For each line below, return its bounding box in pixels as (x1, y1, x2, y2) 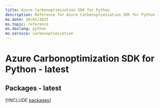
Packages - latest (5, 84, 62, 92)
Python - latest (5, 64, 69, 75)
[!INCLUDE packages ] (5, 97, 51, 103)
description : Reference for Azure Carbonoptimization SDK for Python (5, 12, 155, 17)
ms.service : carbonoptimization (5, 31, 73, 36)
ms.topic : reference (5, 21, 49, 27)
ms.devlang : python (5, 26, 47, 31)
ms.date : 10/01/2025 (5, 17, 49, 22)
